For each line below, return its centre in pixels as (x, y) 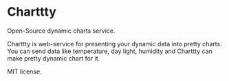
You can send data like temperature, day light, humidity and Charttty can (110, 51)
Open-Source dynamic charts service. (61, 31)
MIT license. (25, 71)
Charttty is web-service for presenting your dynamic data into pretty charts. (115, 44)
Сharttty (32, 12)
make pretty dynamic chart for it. (54, 58)
